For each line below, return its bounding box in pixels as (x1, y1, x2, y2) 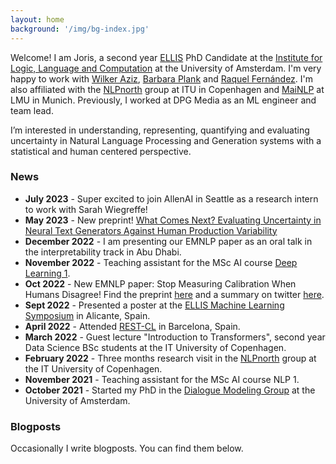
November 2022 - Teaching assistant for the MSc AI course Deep (24, 256, 298, 268)
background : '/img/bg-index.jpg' (10, 24, 150, 34)
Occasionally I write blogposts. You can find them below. (10, 442, 244, 455)
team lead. (10, 104, 54, 116)
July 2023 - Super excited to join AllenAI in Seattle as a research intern (24, 192, 319, 205)
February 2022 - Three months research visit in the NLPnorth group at (24, 352, 317, 364)
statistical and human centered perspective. (10, 145, 192, 157)
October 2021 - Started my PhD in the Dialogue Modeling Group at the (24, 384, 316, 396)
